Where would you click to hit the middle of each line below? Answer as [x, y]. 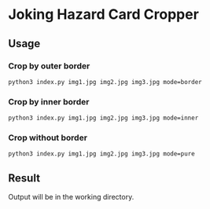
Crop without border [48, 137]
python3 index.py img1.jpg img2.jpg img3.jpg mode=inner [103, 118]
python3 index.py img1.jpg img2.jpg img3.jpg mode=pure [101, 154]
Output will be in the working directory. [71, 197]
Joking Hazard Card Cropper [103, 15]
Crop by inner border [49, 101]
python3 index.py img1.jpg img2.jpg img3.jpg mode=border [105, 82]
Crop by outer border [49, 66]
